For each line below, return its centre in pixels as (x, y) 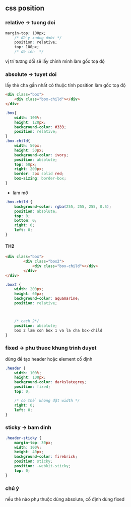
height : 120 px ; (30, 122)
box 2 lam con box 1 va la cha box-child (58, 330)
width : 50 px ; (28, 146)
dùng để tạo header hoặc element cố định (49, 359)
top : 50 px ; (26, 164)
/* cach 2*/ (27, 321)
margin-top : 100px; (26, 33)
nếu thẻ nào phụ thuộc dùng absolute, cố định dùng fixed (65, 499)
